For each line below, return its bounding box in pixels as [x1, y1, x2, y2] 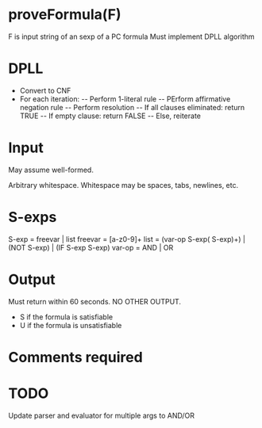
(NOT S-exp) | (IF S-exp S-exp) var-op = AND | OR [8, 243, 174, 252]
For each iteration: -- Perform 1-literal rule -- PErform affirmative [19, 94, 231, 104]
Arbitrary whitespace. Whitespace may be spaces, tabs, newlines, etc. [8, 180, 239, 189]
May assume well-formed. [8, 165, 94, 174]
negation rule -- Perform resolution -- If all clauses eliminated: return [19, 102, 245, 112]
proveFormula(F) [8, 6, 121, 24]
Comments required [8, 348, 143, 366]
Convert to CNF [19, 86, 71, 95]
